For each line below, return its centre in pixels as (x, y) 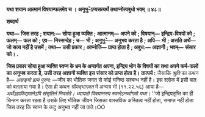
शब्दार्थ (13, 22)
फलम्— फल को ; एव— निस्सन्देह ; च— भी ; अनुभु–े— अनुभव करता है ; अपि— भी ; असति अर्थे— (101, 40)
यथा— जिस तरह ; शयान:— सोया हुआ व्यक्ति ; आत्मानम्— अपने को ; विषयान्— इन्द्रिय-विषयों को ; (101, 34)
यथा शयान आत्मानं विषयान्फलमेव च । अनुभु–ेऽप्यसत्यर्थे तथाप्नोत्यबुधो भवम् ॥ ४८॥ (84, 9)
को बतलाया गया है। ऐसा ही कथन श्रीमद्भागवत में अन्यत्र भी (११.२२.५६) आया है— (85, 87)
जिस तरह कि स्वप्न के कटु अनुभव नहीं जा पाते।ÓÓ (56, 107)
